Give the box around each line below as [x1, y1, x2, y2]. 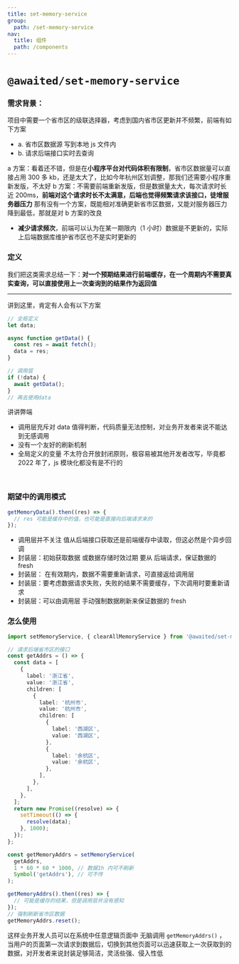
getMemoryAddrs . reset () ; [7, 917, 81, 924]
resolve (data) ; [26, 818, 72, 826]
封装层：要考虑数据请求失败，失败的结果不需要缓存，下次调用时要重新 [17, 579, 224, 587]
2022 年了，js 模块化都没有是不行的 [17, 458, 123, 467]
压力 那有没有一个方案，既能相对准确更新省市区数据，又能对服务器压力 [19, 200, 228, 208]
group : [7, 17, 27, 24]
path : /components [14, 44, 69, 51]
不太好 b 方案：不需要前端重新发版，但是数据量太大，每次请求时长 [31, 182, 227, 191]
